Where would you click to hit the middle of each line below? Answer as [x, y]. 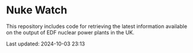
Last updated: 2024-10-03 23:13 [46, 44]
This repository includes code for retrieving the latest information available [97, 26]
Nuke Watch [37, 10]
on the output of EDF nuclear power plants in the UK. [70, 32]
